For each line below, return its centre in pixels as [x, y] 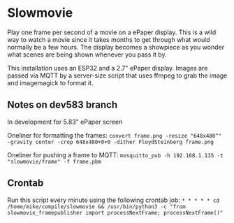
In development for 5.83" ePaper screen [65, 122]
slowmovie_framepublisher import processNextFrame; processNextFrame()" [115, 213]
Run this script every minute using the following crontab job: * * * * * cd [114, 200]
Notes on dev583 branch [62, 105]
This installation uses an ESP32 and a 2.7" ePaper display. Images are [108, 68]
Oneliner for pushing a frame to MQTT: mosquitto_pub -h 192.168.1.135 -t [115, 154]
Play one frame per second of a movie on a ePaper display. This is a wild [112, 32]
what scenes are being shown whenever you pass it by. [87, 55]
